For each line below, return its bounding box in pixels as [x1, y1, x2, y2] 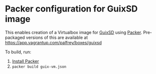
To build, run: [5, 49, 31, 55]
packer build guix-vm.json [12, 64, 67, 69]
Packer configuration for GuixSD [5, 3, 138, 14]
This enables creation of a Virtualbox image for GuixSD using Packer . [5, 29, 142, 35]
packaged [5, 35, 25, 40]
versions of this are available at [26, 35, 88, 40]
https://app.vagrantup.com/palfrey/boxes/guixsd [5, 39, 102, 45]
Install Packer [12, 58, 40, 64]
